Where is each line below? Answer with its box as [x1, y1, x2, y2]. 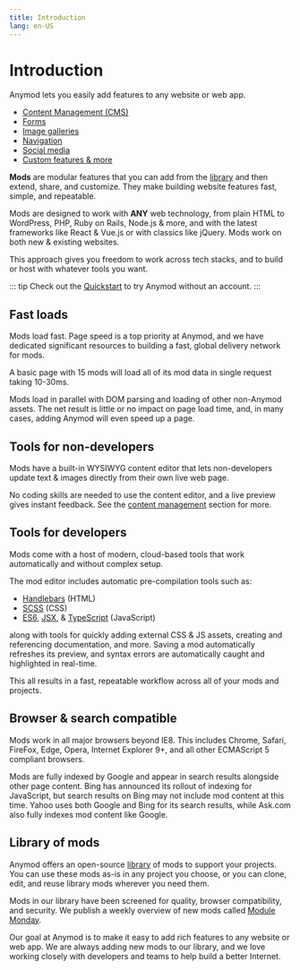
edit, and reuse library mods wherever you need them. [9, 878, 210, 888]
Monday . [9, 914, 42, 925]
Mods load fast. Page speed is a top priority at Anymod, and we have [9, 330, 264, 341]
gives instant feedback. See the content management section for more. [9, 499, 272, 511]
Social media [21, 145, 71, 156]
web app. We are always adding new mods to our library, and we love [9, 941, 266, 952]
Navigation [21, 135, 63, 146]
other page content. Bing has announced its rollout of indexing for [9, 780, 253, 791]
